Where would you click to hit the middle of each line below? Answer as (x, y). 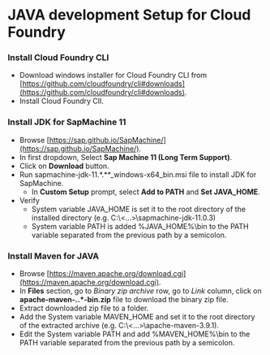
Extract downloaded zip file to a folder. (84, 308)
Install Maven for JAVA (54, 256)
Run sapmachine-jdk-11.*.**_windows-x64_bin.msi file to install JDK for (138, 174)
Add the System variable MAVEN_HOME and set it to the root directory (137, 317)
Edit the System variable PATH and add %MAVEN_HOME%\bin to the (135, 334)
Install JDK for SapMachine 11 (67, 122)
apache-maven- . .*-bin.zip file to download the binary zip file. (124, 300)
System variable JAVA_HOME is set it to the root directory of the (139, 209)
